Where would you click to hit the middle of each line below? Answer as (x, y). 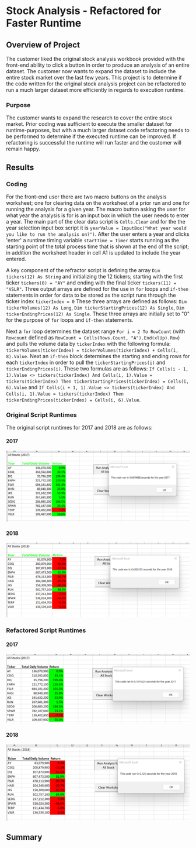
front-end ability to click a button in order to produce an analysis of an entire (98, 65)
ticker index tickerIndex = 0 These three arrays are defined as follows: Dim (97, 301)
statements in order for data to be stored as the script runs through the (91, 295)
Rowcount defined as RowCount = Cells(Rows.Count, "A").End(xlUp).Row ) (93, 337)
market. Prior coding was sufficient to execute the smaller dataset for (89, 124)
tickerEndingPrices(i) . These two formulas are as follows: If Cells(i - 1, (97, 368)
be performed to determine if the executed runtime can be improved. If (91, 136)
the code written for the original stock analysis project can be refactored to (96, 84)
